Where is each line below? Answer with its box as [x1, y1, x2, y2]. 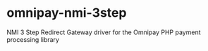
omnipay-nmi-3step [6, 5, 127, 21]
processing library [6, 35, 59, 43]
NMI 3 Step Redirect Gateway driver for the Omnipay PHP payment [6, 28, 202, 36]
